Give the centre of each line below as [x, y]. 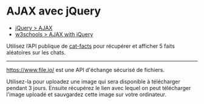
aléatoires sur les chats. [36, 52]
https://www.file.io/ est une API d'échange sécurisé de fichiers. [86, 70]
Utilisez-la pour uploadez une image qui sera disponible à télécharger [93, 81]
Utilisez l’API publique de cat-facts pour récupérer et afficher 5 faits [90, 46]
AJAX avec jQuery [54, 11]
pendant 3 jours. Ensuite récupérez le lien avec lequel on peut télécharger [99, 88]
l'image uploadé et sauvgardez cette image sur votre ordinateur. [87, 94]
